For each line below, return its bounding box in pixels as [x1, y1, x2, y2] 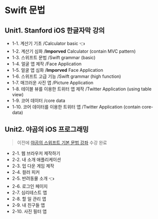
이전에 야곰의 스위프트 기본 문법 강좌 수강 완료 [17, 139, 107, 146]
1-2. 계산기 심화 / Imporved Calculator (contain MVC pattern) [12, 48, 136, 54]
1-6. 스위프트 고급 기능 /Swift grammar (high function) [12, 73, 121, 79]
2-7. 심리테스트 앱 [12, 189, 47, 195]
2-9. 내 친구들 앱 [12, 202, 45, 208]
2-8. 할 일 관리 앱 [12, 195, 46, 201]
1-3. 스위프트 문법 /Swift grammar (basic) [12, 55, 96, 60]
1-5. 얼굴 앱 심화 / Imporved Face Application [12, 67, 104, 73]
